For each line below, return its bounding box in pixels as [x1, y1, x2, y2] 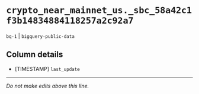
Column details [6, 50, 63, 60]
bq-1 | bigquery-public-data [6, 32, 75, 40]
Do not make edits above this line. [6, 82, 89, 89]
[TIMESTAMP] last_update [14, 65, 80, 72]
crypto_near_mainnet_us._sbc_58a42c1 [6, 5, 192, 16]
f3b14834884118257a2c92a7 [6, 15, 134, 27]
